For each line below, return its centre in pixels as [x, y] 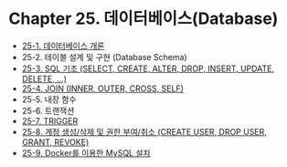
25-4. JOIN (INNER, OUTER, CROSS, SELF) [103, 89]
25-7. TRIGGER [50, 120]
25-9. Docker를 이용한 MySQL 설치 [86, 152]
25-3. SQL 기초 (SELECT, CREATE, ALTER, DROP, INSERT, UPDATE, [148, 68]
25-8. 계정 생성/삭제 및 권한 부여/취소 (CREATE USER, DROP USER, [144, 131]
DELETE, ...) [44, 78]
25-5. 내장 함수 [49, 99]
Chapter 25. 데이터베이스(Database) [143, 19]
